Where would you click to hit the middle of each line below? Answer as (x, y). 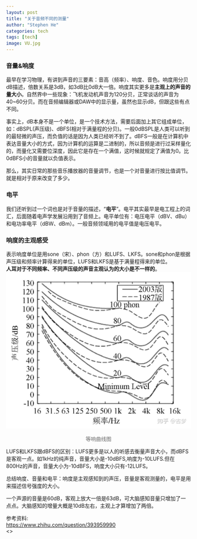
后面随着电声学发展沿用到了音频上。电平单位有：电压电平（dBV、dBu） (103, 216)
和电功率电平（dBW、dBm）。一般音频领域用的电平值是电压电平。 (86, 223)
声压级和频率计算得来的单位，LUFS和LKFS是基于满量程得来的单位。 (89, 261)
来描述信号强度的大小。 (34, 486)
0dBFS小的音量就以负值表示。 (43, 158)
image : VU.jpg (23, 43)
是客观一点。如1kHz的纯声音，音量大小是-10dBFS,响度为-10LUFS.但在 (91, 459)
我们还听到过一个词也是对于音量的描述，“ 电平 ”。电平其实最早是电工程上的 (96, 209)
